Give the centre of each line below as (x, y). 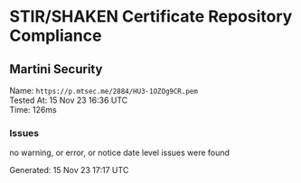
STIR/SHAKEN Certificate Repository (151, 17)
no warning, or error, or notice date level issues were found (120, 153)
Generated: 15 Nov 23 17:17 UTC (69, 170)
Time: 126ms (33, 110)
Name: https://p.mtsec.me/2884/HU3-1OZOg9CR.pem (104, 91)
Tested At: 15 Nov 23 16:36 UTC (69, 100)
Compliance (56, 36)
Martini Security (56, 69)
